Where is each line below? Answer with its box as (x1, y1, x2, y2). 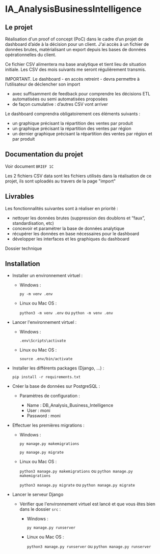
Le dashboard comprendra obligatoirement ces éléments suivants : (5, 111, 141, 117)
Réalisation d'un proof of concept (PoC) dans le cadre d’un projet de (5, 36, 143, 42)
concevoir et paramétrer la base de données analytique (12, 225, 125, 231)
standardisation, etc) (12, 220, 54, 226)
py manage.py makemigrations (19, 441, 80, 446)
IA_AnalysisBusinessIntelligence (5, 3, 142, 15)
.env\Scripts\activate (19, 339, 66, 343)
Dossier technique (5, 245, 42, 251)
